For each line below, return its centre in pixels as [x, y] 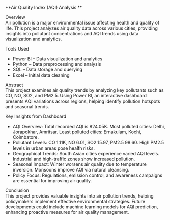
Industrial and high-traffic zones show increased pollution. [74, 159]
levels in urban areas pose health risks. [54, 148]
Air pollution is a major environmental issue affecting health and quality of [82, 23]
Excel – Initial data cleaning [41, 75]
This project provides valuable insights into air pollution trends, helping [79, 196]
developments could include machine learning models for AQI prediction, [82, 207]
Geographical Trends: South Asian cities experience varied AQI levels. [86, 153]
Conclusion [17, 190]
